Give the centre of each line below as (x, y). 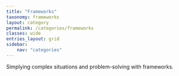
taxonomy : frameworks (33, 17)
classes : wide (24, 34)
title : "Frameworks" (32, 11)
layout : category (28, 22)
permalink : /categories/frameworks (50, 28)
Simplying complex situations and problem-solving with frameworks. (90, 67)
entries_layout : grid (33, 39)
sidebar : (17, 45)
